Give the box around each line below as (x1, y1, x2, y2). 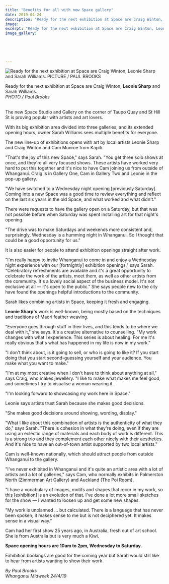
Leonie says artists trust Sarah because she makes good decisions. (5, 400, 145, 406)
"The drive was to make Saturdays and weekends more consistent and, (5, 226, 153, 232)
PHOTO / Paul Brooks (5, 94, 50, 100)
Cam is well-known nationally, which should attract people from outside (5, 451, 153, 457)
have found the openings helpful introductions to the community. (5, 289, 140, 295)
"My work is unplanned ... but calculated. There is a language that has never (5, 507, 163, 513)
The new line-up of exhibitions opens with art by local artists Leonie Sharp (5, 139, 159, 145)
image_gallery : (5, 31, 37, 36)
